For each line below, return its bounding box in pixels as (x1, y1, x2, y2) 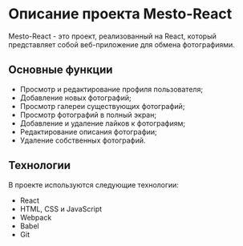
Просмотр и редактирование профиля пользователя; (19, 84, 203, 94)
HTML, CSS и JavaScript (19, 204, 103, 213)
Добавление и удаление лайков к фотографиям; (19, 118, 186, 128)
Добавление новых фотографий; (19, 93, 132, 103)
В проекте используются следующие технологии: (8, 179, 179, 189)
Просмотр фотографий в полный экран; (19, 110, 157, 119)
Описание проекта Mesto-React (8, 5, 233, 23)
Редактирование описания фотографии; (19, 127, 158, 136)
